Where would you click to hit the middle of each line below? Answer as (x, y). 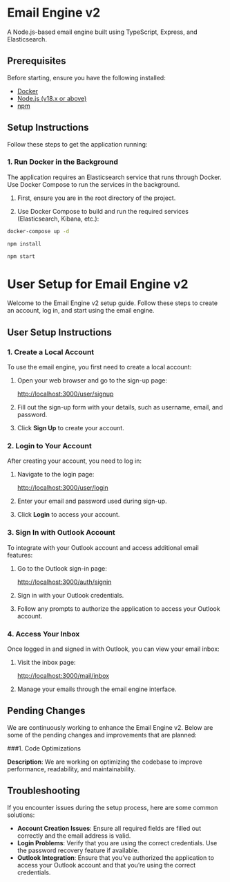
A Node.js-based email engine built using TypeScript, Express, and (103, 32)
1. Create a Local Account (51, 352)
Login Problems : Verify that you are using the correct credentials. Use (117, 843)
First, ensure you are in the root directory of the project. (96, 198)
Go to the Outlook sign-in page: (62, 568)
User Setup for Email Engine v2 (98, 284)
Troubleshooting (44, 791)
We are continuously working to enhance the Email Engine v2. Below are (110, 727)
